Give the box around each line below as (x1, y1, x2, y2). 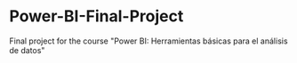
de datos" (9, 44, 45, 55)
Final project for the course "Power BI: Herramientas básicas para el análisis (9, 35, 288, 46)
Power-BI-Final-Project (9, 6, 184, 27)
